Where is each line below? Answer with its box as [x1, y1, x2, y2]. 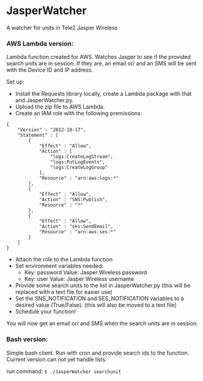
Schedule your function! [15, 308, 76, 315]
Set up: [6, 78, 24, 86]
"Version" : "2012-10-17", [17, 127, 86, 133]
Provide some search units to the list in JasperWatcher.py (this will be [15, 282, 191, 289]
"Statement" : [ [17, 133, 59, 139]
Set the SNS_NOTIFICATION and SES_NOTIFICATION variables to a [15, 295, 185, 302]
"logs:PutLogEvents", [50, 159, 105, 166]
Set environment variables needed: [15, 262, 104, 270]
